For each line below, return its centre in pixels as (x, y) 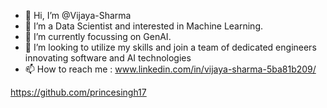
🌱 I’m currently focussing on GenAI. (98, 36)
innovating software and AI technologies (108, 58)
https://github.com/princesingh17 (78, 92)
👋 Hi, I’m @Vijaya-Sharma (78, 15)
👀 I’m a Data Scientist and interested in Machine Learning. (144, 26)
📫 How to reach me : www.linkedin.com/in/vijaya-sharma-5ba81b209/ (170, 69)
